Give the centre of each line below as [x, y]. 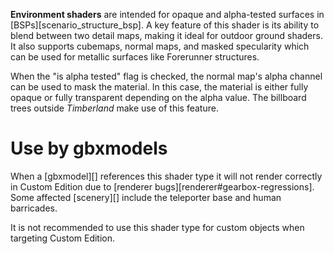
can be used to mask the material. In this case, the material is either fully [159, 87]
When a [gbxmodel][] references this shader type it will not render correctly [166, 176]
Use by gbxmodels [89, 148]
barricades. [34, 208]
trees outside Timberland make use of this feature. [114, 108]
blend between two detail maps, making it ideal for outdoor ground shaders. [166, 35]
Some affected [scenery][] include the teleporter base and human [146, 197]
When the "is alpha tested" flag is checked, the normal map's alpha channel [166, 76]
